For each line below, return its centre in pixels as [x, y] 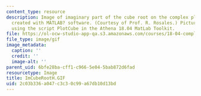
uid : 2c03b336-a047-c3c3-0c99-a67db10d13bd [61, 84]
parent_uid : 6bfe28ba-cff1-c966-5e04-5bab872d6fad [71, 67]
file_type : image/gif [33, 39]
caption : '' [27, 51]
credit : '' [25, 56]
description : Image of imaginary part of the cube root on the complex [97, 17]
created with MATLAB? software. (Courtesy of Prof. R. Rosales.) [95, 23]
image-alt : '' [29, 61]
